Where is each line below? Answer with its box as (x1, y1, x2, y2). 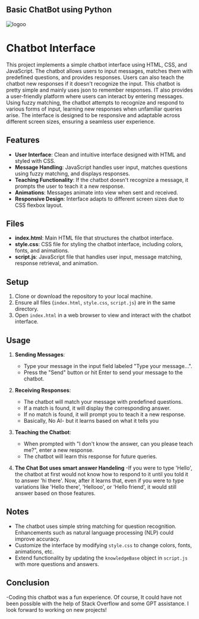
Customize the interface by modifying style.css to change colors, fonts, (14, 541, 192, 549)
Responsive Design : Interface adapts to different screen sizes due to (14, 195, 184, 202)
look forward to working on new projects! (6, 606, 107, 613)
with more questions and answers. (14, 560, 99, 567)
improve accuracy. (14, 535, 61, 542)
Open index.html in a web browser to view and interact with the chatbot (14, 312, 191, 319)
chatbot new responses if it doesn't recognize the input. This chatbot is (6, 80, 181, 87)
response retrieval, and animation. (14, 260, 99, 267)
